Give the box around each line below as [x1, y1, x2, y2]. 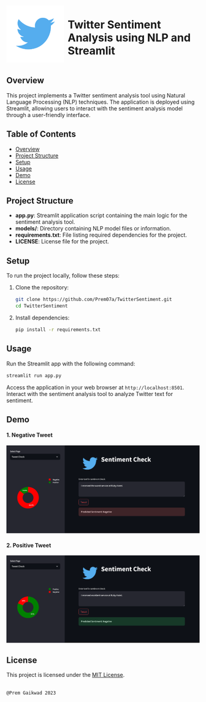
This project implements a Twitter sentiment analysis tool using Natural [6, 91, 186, 99]
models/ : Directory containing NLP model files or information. [15, 225, 172, 232]
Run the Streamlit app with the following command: [6, 360, 135, 367]
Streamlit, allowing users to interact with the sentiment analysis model [6, 104, 183, 112]
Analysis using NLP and [67, 31, 191, 45]
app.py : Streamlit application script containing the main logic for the [15, 212, 188, 219]
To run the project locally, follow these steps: [6, 272, 120, 280]
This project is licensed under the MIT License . [6, 671, 125, 679]
